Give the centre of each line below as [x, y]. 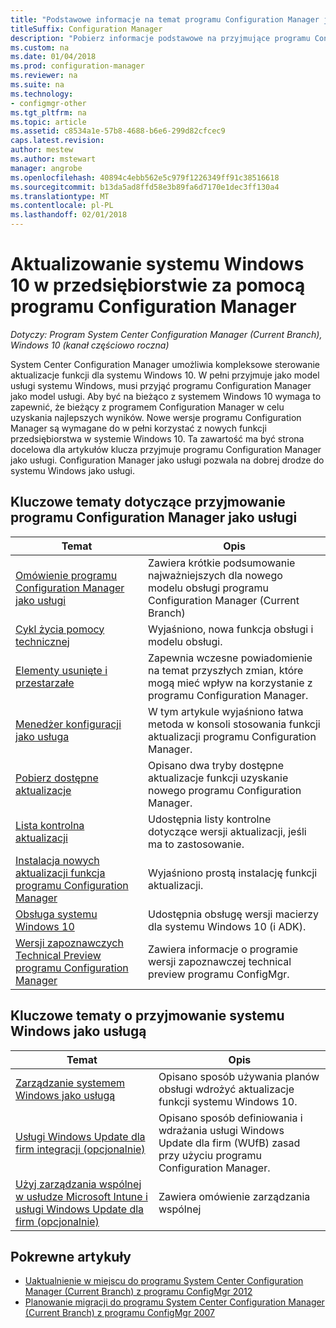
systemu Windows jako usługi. [72, 470]
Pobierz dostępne [57, 778]
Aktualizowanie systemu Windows [157, 264]
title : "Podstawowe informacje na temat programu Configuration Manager [165, 19]
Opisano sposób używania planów [239, 1076]
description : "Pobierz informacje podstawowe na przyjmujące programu [160, 38]
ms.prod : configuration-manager [77, 66]
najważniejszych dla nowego [215, 575]
